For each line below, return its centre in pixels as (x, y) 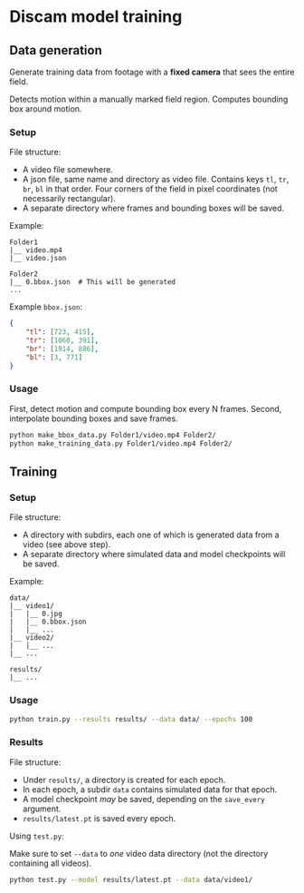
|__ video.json (38, 259)
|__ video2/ (32, 638)
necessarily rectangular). (69, 199)
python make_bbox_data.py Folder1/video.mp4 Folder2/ (113, 435)
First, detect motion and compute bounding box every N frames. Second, (146, 408)
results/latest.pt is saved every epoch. (99, 818)
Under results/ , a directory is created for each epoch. (124, 780)
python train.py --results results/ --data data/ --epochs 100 (131, 719)
